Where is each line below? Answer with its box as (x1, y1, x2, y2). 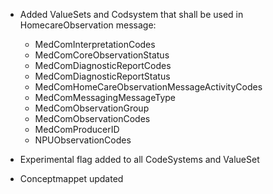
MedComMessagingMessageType (34, 92, 177, 103)
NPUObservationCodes (34, 134, 132, 146)
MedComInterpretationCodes (34, 39, 156, 50)
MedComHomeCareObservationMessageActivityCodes (34, 81, 263, 93)
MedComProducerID (34, 124, 120, 135)
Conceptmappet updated (19, 173, 124, 184)
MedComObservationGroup (34, 102, 150, 114)
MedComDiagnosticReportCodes (34, 60, 172, 71)
